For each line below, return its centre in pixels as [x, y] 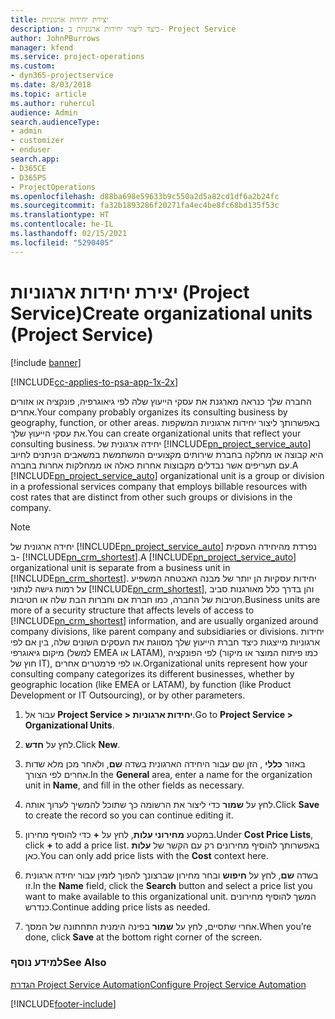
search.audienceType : [55, 122]
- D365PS [28, 177]
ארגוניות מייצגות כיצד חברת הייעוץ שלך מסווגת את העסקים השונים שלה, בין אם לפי [165, 642]
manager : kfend [42, 47]
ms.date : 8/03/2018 [51, 85]
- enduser [31, 150]
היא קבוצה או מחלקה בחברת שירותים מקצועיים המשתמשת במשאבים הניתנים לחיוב [167, 454]
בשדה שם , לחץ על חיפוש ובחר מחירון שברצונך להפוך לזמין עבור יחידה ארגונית [171, 875]
